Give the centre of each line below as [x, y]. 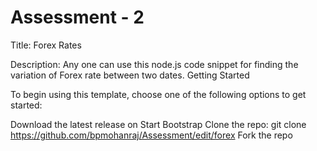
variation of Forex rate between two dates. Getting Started [130, 75]
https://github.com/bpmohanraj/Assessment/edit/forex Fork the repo [151, 135]
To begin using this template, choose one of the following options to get [158, 94]
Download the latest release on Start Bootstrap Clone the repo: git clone [158, 124]
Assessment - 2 [77, 17]
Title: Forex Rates [46, 45]
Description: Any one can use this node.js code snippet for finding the [154, 64]
